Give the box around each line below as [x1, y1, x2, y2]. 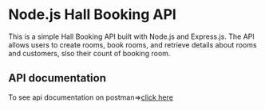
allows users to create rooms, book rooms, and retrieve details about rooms [8, 40, 257, 49]
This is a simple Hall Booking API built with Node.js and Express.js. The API [8, 32, 255, 41]
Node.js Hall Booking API [8, 6, 177, 24]
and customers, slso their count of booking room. [8, 48, 171, 58]
